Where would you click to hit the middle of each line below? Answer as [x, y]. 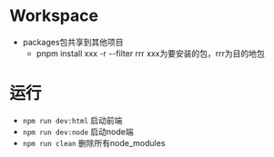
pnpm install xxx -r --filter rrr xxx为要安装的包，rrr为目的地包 [151, 53]
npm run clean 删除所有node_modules [94, 142]
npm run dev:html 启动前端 [72, 120]
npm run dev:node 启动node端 [78, 132]
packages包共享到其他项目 [73, 42]
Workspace [54, 16]
